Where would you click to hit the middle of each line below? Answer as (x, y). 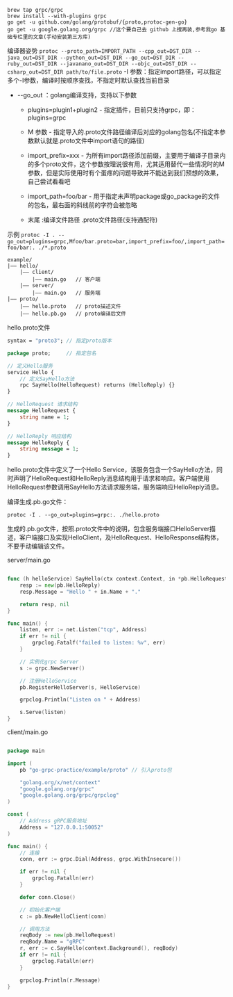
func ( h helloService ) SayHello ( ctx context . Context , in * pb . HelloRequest (118, 579)
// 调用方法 (35, 929)
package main (26, 751)
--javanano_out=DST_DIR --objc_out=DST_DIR (124, 64)
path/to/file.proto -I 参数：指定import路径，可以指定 (144, 72)
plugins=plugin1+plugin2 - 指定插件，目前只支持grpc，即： (112, 110)
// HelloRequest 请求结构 (43, 404)
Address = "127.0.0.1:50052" (62, 827)
